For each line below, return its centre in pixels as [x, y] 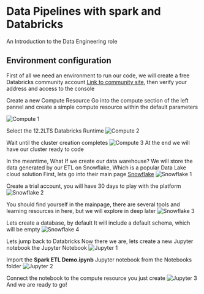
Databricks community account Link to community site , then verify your [96, 82]
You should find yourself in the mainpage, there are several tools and [93, 204]
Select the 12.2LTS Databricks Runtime [55, 131]
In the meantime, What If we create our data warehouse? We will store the [100, 161]
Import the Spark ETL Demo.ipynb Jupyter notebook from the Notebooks [99, 260]
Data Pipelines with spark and [84, 11]
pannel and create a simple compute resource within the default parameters [102, 107]
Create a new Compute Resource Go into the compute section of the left [97, 100]
